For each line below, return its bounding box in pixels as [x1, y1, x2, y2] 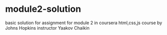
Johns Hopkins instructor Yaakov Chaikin [5, 25, 90, 31]
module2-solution [5, 3, 81, 15]
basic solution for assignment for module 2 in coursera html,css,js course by [5, 20, 163, 26]
